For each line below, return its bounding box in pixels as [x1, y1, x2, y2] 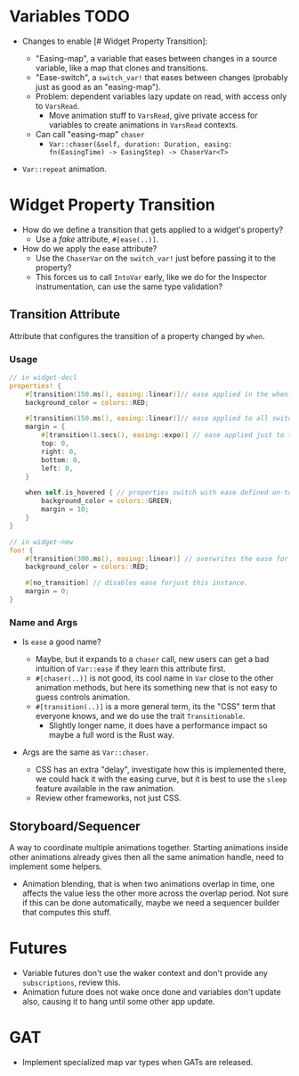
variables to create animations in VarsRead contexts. [48, 119, 238, 130]
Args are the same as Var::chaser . [21, 747, 149, 757]
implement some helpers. [9, 861, 102, 872]
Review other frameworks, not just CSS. [35, 792, 182, 804]
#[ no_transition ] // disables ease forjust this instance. [25, 578, 249, 588]
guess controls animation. [35, 691, 131, 702]
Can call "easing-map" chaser [35, 128, 145, 139]
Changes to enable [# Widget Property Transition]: [21, 36, 208, 46]
